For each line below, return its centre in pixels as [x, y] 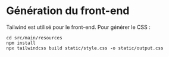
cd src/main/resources [34, 38]
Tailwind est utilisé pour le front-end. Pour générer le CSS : [78, 27]
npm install [21, 43]
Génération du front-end [68, 11]
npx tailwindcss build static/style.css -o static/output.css [85, 48]
